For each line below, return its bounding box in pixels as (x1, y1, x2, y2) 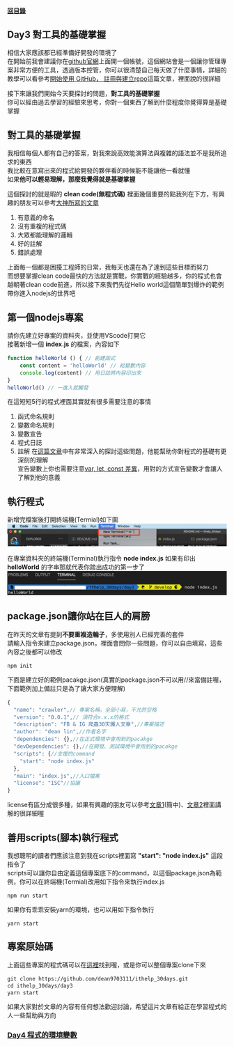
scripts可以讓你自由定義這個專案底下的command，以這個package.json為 (7, 869, 216, 877)
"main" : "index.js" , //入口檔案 (13, 772, 100, 779)
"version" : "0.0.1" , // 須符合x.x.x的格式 (13, 714, 130, 721)
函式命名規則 (17, 412, 54, 421)
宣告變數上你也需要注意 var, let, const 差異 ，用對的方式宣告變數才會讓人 (17, 465, 223, 473)
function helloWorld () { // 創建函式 (7, 355, 116, 362)
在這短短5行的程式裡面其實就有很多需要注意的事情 (7, 398, 152, 406)
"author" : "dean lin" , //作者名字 (13, 728, 107, 735)
